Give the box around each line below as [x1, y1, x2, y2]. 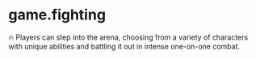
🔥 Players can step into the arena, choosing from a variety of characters [8, 32, 249, 42]
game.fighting [8, 6, 107, 24]
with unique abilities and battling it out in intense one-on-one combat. [8, 41, 241, 51]
